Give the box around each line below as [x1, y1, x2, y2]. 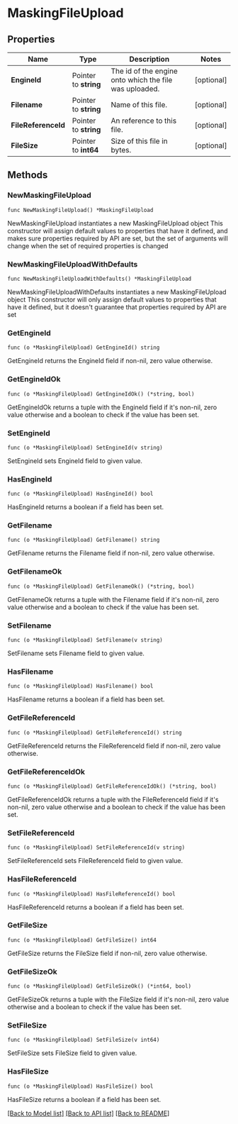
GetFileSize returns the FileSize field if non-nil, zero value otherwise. [7, 949, 208, 957]
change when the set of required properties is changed [7, 241, 169, 250]
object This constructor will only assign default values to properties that [7, 295, 217, 304]
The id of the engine [110, 66, 178, 76]
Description [129, 55, 170, 64]
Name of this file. [110, 100, 168, 109]
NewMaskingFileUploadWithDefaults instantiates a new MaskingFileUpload [7, 287, 227, 296]
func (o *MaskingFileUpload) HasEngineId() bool [7, 491, 154, 498]
